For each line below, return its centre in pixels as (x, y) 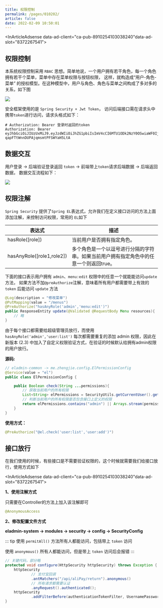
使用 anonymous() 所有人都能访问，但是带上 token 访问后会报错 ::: (70, 552)
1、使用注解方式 (21, 492)
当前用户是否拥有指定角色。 (104, 240)
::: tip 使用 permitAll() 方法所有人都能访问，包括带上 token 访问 (69, 541)
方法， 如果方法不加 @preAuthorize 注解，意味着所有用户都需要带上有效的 (77, 282)
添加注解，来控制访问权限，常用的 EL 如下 (46, 217)
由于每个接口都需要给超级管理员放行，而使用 (50, 330)
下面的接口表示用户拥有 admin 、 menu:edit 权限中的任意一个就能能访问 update (81, 276)
